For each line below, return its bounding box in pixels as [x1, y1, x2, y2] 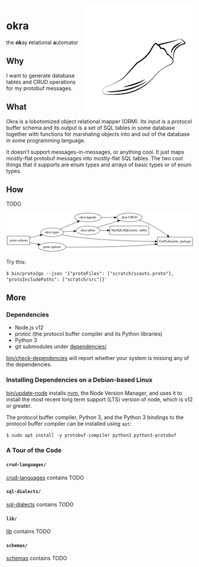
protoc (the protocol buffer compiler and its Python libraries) [14, 330, 163, 337]
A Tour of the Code [6, 446, 62, 454]
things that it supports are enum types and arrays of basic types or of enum [6, 161, 192, 168]
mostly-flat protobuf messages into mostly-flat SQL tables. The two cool [6, 154, 183, 162]
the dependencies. [6, 361, 52, 368]
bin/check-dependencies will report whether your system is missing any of [6, 355, 189, 362]
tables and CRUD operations [6, 78, 76, 85]
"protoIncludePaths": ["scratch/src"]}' [6, 276, 108, 283]
